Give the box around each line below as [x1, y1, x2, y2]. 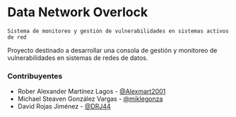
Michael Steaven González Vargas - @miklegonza [17, 94, 163, 103]
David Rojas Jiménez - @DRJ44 [17, 102, 111, 111]
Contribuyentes [7, 71, 63, 81]
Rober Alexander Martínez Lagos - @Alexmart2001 [17, 87, 166, 96]
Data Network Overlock [7, 4, 148, 20]
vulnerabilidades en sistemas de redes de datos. [7, 54, 148, 62]
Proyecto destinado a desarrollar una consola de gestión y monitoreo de [7, 46, 218, 54]
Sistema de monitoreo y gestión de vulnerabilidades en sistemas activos [7, 27, 230, 35]
